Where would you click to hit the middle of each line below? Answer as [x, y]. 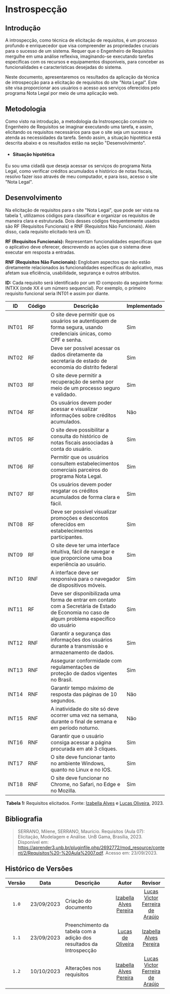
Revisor [151, 883]
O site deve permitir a [76, 375]
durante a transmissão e [79, 646]
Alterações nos [83, 968]
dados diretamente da [76, 354]
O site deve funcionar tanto [83, 757]
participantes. [67, 537]
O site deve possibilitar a [80, 430]
